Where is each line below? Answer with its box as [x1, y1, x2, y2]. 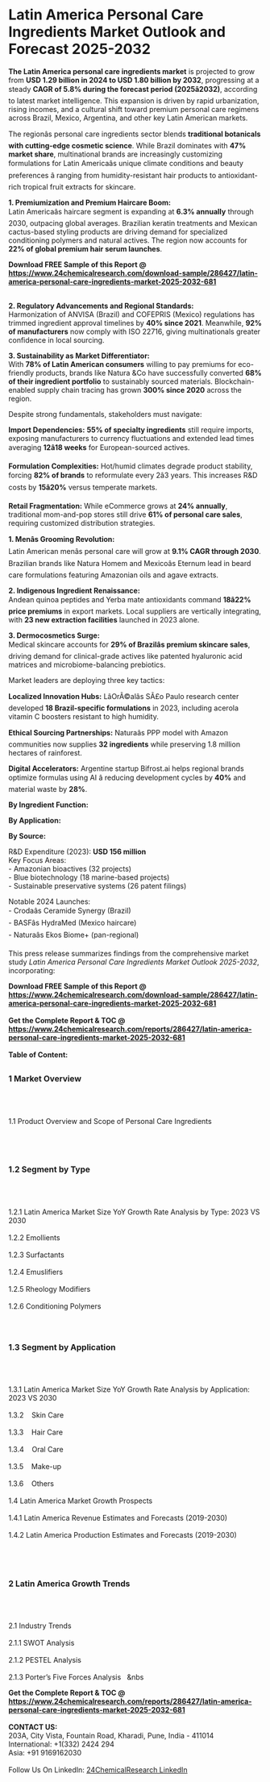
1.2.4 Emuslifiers [8, 1267, 63, 1276]
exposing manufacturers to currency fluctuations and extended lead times [8, 433, 255, 443]
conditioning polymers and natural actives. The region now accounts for [8, 235, 247, 245]
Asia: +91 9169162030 [8, 1748, 82, 1758]
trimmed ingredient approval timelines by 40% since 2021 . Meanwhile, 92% [8, 318, 262, 327]
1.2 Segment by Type [8, 1164, 91, 1175]
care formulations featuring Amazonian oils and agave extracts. [8, 570, 219, 580]
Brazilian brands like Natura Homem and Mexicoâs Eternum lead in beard [8, 558, 251, 568]
